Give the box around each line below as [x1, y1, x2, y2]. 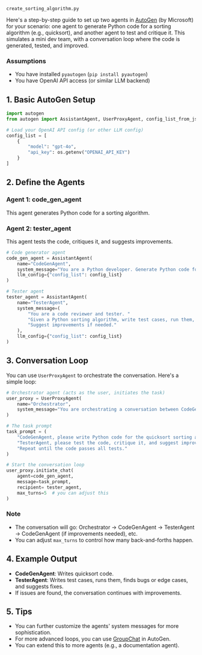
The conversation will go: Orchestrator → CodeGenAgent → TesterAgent [14, 524, 195, 531]
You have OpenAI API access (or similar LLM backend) [14, 77, 150, 84]
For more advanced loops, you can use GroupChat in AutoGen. [14, 635, 171, 642]
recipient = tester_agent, [17, 484, 82, 490]
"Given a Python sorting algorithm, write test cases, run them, [28, 317, 195, 323]
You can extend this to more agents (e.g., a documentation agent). [14, 642, 180, 649]
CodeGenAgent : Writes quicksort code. [14, 570, 114, 577]
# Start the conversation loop [6, 462, 85, 468]
